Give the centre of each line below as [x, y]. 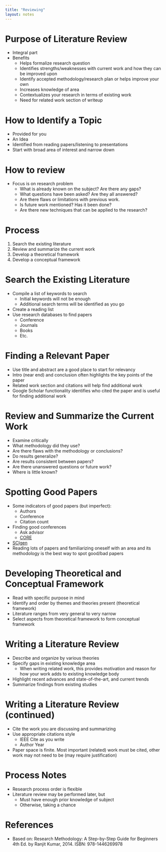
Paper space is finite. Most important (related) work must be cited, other [86, 750]
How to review [35, 170]
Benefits [21, 58]
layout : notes [20, 14]
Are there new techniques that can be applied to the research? [83, 210]
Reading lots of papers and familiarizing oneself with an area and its [82, 548]
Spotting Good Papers [51, 492]
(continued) [30, 715]
